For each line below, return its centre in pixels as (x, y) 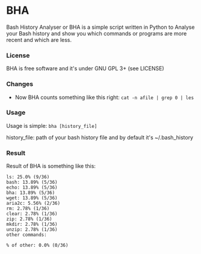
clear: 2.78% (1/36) (32, 214)
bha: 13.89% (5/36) (31, 193)
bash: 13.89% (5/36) (32, 183)
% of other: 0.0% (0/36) (37, 246)
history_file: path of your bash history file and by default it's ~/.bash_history (100, 137)
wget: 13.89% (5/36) (32, 198)
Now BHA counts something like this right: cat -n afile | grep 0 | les (104, 97)
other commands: (26, 235)
